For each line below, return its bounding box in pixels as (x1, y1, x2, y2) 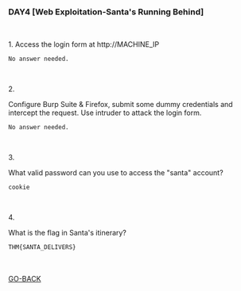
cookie (8, 183, 30, 192)
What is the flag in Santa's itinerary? (8, 228, 127, 238)
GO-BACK (8, 274, 41, 284)
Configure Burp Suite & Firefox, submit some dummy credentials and (8, 100, 233, 109)
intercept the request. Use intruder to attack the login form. (8, 108, 202, 117)
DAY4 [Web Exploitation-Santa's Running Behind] (8, 6, 204, 17)
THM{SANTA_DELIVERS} (8, 243, 77, 251)
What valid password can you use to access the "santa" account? (8, 168, 224, 178)
